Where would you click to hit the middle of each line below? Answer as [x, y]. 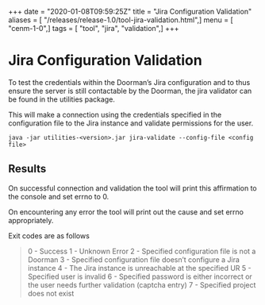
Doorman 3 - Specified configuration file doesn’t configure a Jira [134, 259]
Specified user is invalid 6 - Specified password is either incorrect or [140, 276]
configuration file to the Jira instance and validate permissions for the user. [131, 123]
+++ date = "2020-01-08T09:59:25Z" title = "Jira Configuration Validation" [130, 12]
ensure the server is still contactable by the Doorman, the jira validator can [130, 91]
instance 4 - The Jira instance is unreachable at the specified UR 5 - [139, 268]
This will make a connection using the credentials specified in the [115, 114]
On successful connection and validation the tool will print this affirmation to [132, 188]
